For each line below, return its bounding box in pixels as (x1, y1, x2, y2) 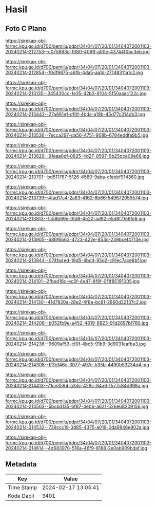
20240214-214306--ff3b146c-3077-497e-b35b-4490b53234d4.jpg (5, 362, 150, 368)
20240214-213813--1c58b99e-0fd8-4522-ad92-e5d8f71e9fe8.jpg (5, 216, 146, 221)
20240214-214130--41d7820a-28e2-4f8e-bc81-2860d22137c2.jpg (5, 299, 147, 305)
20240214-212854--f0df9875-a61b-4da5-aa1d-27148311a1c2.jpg (5, 69, 144, 76)
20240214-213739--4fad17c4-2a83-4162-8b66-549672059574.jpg (5, 195, 148, 201)
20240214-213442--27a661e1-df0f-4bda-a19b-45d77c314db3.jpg (5, 111, 145, 117)
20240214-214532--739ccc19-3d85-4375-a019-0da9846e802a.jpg (5, 424, 150, 430)
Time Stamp (8, 484, 37, 491)
